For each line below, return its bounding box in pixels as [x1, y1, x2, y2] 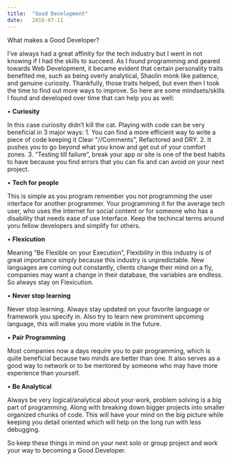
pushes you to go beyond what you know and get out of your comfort [7, 143, 206, 151]
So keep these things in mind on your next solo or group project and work [7, 439, 218, 447]
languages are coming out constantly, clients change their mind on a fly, [7, 263, 213, 271]
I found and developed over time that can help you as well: [7, 93, 175, 102]
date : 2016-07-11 [7, 17, 64, 24]
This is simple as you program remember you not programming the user [7, 192, 213, 200]
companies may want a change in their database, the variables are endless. [7, 270, 224, 279]
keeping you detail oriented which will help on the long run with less [7, 418, 201, 426]
